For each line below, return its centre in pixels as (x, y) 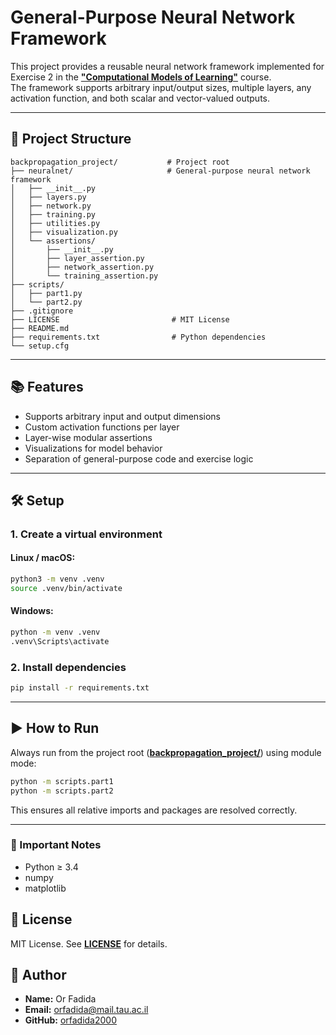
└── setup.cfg (40, 346)
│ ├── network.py (51, 206)
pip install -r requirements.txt (80, 688)
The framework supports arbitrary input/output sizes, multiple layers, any (161, 87)
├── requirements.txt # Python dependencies (138, 337)
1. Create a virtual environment (86, 534)
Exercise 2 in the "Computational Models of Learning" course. (141, 77)
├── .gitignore (42, 311)
